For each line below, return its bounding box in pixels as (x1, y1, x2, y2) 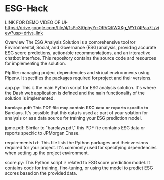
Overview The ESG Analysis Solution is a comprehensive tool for (5, 39, 136, 45)
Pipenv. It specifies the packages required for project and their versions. (5, 75, 152, 81)
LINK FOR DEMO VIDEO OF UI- (5, 19, 68, 25)
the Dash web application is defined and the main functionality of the (5, 90, 145, 96)
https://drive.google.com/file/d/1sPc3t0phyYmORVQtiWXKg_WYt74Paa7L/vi (5, 24, 159, 30)
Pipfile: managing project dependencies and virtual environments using (5, 70, 150, 75)
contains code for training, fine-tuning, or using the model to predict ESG (5, 165, 153, 171)
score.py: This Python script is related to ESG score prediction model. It (5, 159, 150, 165)
